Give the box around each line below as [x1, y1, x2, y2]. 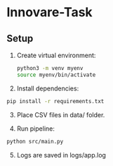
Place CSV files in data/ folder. [16, 110, 105, 119]
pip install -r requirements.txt [6, 97, 105, 105]
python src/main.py [6, 138, 64, 145]
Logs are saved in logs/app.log [16, 150, 107, 159]
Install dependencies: [16, 84, 79, 93]
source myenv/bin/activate [16, 71, 96, 78]
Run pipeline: [16, 124, 55, 133]
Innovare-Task [6, 4, 93, 20]
